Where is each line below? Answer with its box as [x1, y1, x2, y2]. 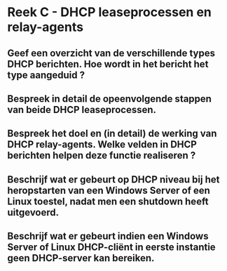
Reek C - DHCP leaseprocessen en [7, 4, 212, 20]
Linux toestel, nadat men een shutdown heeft [7, 195, 209, 207]
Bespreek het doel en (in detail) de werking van [7, 128, 217, 140]
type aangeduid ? [7, 69, 85, 81]
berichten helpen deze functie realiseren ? [7, 150, 196, 161]
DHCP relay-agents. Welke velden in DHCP [7, 138, 198, 151]
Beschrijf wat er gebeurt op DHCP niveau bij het [7, 173, 220, 185]
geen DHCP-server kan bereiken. [7, 252, 155, 264]
